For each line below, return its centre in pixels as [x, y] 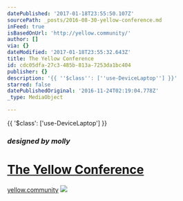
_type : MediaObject [35, 98]
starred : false [29, 85]
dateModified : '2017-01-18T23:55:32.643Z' [69, 53]
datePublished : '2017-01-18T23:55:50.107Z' [71, 14]
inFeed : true [26, 26]
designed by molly [39, 141]
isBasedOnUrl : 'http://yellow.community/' [69, 33]
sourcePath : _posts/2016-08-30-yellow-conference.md [85, 20]
